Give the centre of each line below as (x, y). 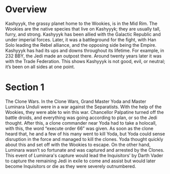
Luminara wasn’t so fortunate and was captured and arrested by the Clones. (85, 150)
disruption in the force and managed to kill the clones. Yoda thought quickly (84, 139)
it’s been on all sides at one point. (40, 67)
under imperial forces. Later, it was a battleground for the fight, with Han (81, 40)
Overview (26, 9)
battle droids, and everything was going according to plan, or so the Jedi (81, 118)
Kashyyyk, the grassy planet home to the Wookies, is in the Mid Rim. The (81, 23)
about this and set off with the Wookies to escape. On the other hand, (78, 144)
